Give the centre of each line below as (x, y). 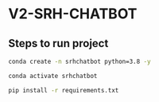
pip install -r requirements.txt (64, 90)
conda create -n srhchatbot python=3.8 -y (79, 61)
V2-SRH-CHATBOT (73, 14)
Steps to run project (58, 43)
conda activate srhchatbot (53, 76)
